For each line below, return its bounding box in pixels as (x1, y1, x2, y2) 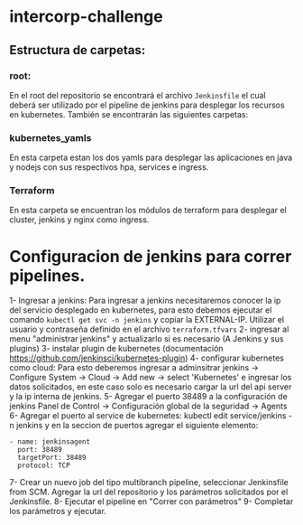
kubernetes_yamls (9, 131, 92, 144)
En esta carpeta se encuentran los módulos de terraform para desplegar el (9, 205, 287, 216)
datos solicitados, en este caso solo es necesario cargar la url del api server (9, 381, 292, 392)
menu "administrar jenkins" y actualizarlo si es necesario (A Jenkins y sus (9, 333, 284, 344)
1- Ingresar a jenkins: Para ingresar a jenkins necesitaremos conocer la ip (9, 295, 281, 306)
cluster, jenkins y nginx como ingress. (9, 214, 150, 225)
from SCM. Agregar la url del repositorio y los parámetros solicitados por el (9, 486, 289, 498)
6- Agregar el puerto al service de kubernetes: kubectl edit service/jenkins (9, 410, 287, 421)
